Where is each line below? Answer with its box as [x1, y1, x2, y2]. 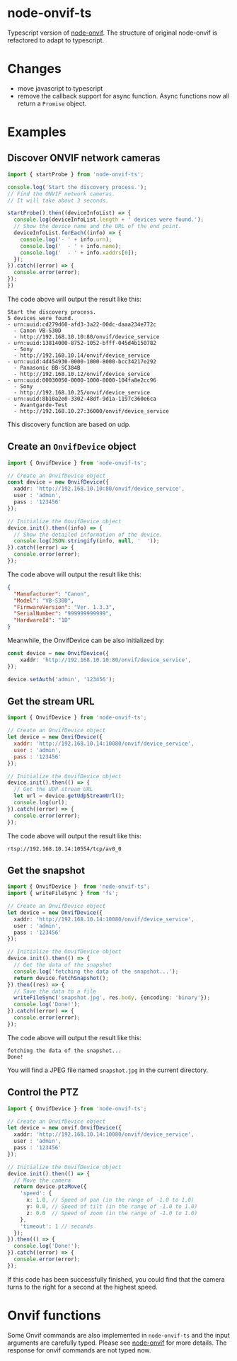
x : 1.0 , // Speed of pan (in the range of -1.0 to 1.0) [25, 1197, 195, 1204]
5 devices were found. [7, 314, 74, 321]
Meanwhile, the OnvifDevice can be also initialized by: [7, 636, 165, 645]
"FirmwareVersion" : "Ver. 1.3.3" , [13, 603, 115, 610]
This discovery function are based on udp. [7, 420, 131, 428]
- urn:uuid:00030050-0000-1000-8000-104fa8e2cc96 [7, 377, 157, 384]
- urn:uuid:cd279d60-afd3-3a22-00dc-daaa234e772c [7, 321, 157, 328]
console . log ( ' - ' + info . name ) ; [20, 242, 122, 249]
